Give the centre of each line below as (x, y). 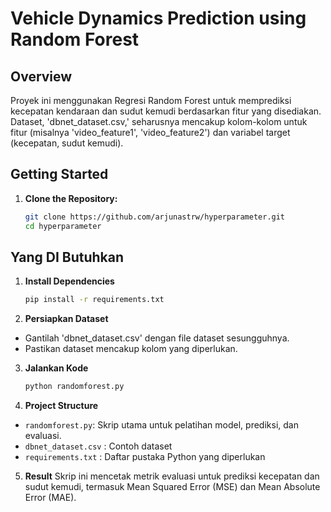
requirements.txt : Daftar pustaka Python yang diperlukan (145, 457)
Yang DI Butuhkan (67, 257)
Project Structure (61, 406)
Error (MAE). (50, 498)
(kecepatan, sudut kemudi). (67, 143)
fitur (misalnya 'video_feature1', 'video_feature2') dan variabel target (150, 132)
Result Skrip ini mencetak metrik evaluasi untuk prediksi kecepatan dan (172, 476)
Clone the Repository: (71, 198)
